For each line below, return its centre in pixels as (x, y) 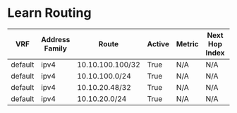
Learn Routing (49, 13)
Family (55, 48)
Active (158, 44)
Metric (187, 44)
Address (56, 39)
